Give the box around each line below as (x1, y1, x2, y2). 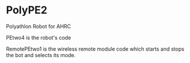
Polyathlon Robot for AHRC (6, 23, 71, 30)
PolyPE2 (6, 3, 48, 17)
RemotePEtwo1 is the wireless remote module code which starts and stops (6, 45, 185, 52)
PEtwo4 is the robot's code (6, 34, 72, 41)
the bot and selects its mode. (6, 51, 76, 58)
